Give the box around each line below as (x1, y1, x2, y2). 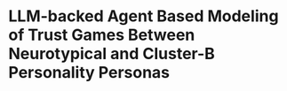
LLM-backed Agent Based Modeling (8, 6, 279, 27)
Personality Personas (8, 63, 171, 83)
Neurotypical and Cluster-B (8, 44, 215, 64)
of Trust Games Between (8, 25, 195, 45)
